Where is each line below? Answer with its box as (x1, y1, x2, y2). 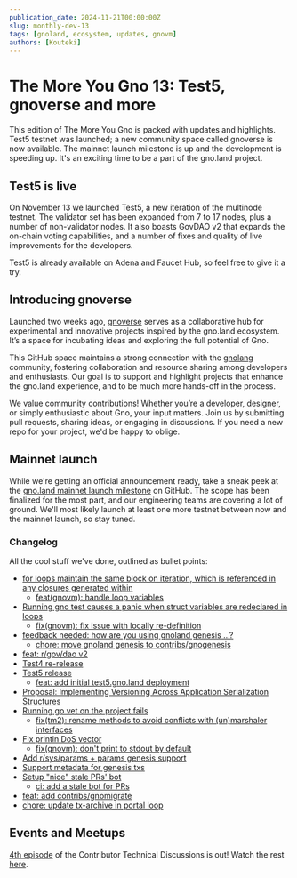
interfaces (35, 724, 73, 735)
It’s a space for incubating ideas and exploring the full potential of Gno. (9, 334, 269, 345)
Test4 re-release (21, 657, 84, 668)
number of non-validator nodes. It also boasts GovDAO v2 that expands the (9, 222, 285, 231)
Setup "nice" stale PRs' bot (21, 771, 122, 782)
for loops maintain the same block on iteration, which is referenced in (21, 573, 277, 584)
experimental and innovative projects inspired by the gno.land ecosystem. (9, 326, 280, 336)
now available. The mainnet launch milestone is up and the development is (9, 143, 282, 154)
